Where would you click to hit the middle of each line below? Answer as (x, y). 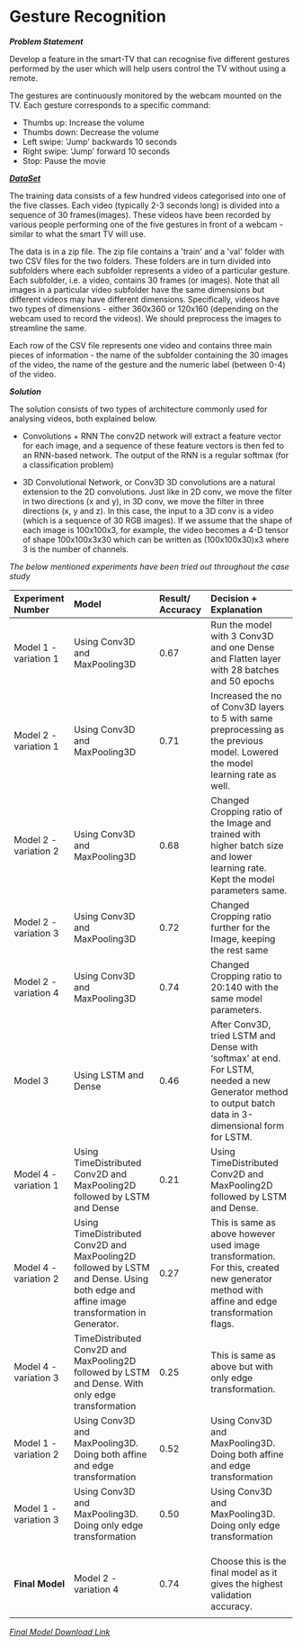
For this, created (245, 1267)
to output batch (243, 1103)
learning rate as (244, 774)
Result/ (175, 598)
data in (225, 1114)
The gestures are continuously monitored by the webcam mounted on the (146, 95)
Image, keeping (243, 938)
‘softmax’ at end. (246, 1058)
